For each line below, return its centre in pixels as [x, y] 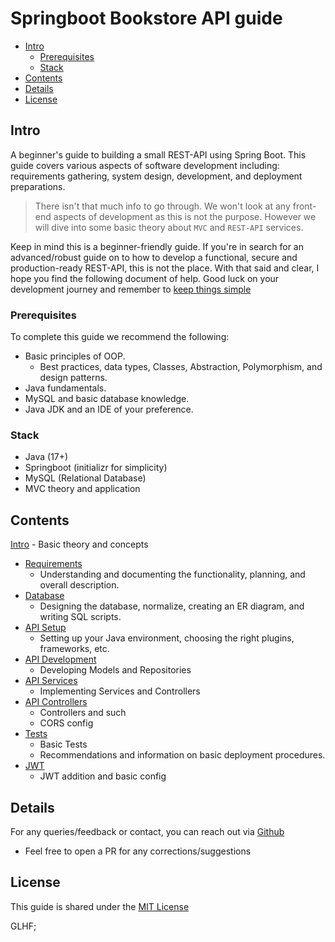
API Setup [45, 628]
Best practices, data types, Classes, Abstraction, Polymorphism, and [181, 367]
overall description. [79, 585]
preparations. [38, 186]
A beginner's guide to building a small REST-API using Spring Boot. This [158, 154]
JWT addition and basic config [103, 776]
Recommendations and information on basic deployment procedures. [182, 755]
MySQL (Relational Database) [85, 478]
